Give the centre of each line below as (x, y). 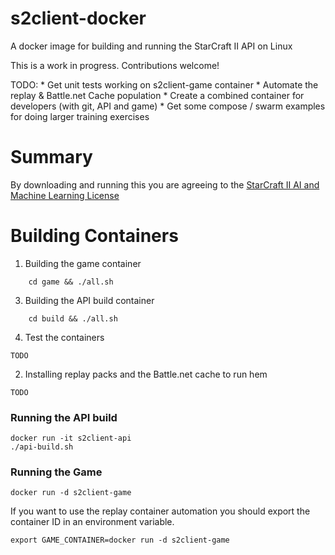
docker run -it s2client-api (71, 438)
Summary (51, 157)
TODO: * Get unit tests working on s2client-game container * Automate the (164, 84)
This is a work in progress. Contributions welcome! (115, 65)
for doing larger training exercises (80, 116)
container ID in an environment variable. (92, 522)
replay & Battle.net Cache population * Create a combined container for (157, 95)
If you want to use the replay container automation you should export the (160, 511)
